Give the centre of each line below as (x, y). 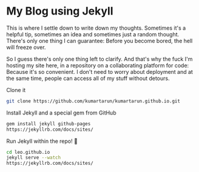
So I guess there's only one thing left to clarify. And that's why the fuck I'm (99, 59)
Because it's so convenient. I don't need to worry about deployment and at (99, 71)
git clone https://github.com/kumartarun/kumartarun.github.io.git (93, 101)
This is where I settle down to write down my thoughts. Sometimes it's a (96, 28)
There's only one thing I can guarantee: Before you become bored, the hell (99, 41)
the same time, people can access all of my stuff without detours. (88, 78)
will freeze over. (26, 47)
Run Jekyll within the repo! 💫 (42, 141)
